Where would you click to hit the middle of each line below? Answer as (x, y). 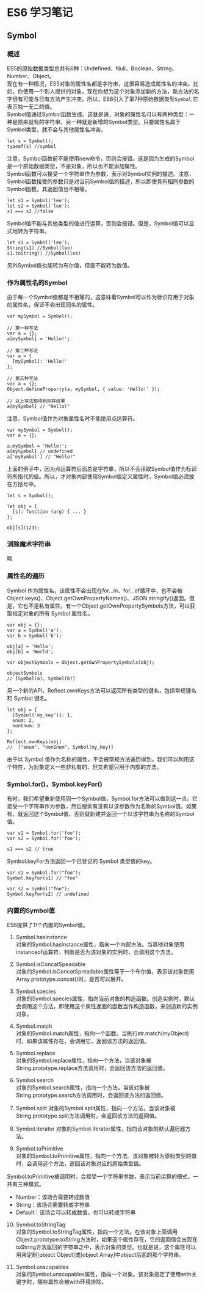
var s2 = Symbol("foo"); (38, 889)
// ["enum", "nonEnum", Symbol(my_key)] (60, 747)
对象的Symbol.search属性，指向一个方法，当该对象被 (83, 1088)
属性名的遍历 (26, 576)
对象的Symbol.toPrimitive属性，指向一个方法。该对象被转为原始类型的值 (106, 1156)
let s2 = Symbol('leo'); (38, 206)
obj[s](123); (23, 528)
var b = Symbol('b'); (34, 636)
